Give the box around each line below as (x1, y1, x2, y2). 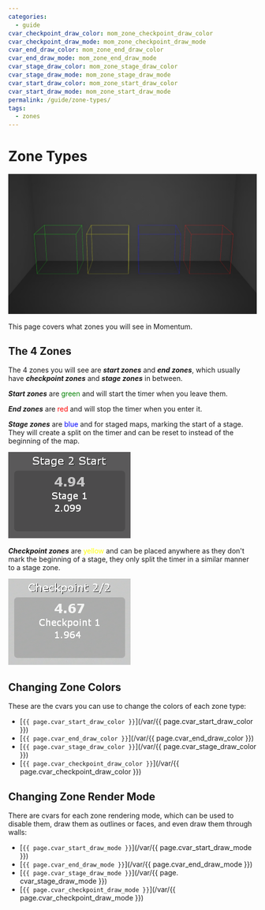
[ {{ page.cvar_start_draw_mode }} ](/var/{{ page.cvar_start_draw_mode (19, 843, 252, 852)
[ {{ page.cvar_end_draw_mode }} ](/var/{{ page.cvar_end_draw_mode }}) (19, 860, 253, 869)
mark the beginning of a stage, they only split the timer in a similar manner (8, 554, 250, 564)
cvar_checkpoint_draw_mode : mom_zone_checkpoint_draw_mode (8, 38, 207, 46)
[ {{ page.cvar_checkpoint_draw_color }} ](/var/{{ (19, 759, 180, 768)
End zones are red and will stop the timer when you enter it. (8, 405, 203, 414)
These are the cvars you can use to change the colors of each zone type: (8, 702, 247, 711)
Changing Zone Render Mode (8, 789, 156, 804)
